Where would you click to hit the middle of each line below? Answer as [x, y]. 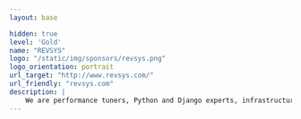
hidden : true [34, 34]
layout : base [34, 17]
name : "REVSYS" [38, 50]
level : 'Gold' [36, 42]
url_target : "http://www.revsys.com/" [82, 76]
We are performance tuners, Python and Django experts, [132, 100]
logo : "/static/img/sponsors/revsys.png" [88, 59]
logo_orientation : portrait [62, 67]
